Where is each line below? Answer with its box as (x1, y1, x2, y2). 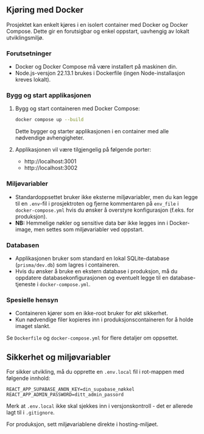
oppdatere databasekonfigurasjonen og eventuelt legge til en (15, 274, 169, 281)
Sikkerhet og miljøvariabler (6, 352, 111, 362)
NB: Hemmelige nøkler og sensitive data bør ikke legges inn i (15, 219, 169, 226)
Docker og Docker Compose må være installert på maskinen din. (15, 63, 178, 71)
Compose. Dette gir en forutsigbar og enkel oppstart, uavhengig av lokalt (6, 27, 190, 35)
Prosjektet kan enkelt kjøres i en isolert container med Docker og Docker (6, 21, 188, 28)
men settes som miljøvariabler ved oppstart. (33, 225, 144, 233)
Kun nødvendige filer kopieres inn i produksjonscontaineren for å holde (15, 316, 194, 323)
